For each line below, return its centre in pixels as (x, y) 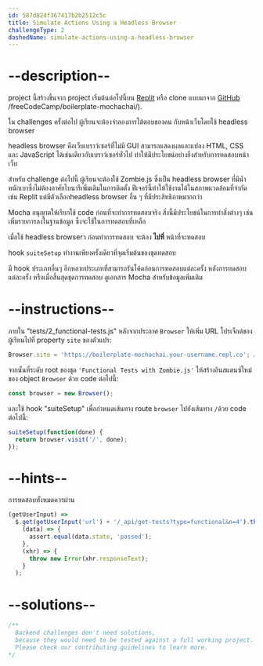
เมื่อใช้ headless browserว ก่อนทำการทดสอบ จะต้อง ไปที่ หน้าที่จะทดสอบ (107, 237)
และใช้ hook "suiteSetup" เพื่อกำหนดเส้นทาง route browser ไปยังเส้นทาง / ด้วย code (127, 408)
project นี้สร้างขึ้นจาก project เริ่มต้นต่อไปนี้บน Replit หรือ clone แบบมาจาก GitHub (124, 98)
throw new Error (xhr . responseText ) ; (88, 559)
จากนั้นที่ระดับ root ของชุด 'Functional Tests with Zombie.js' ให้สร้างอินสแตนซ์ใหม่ (130, 370)
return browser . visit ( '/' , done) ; (71, 439)
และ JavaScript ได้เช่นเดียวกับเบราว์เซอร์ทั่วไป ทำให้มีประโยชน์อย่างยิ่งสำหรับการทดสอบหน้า (128, 155)
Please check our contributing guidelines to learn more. (112, 647)
